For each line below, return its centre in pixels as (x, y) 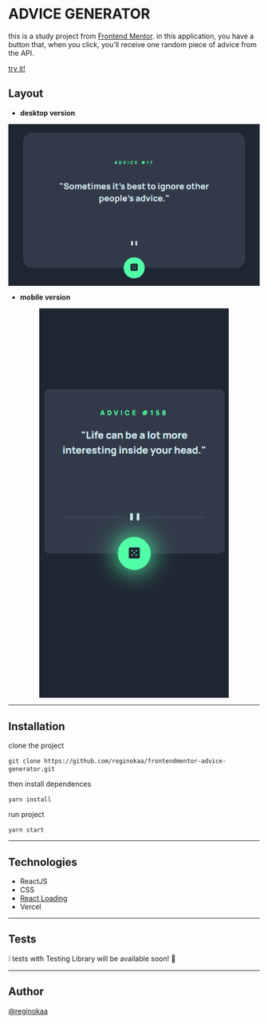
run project (26, 815)
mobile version (45, 297)
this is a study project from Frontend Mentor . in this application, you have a (131, 36)
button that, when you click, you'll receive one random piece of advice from (132, 44)
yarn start (26, 830)
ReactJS (33, 881)
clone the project (36, 746)
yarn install (30, 800)
